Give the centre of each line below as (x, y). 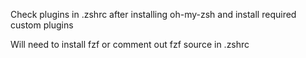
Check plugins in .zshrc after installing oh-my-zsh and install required (153, 14)
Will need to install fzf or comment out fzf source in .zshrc (130, 44)
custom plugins (42, 25)
